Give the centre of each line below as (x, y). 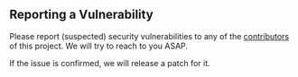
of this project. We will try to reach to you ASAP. (98, 46)
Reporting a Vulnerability (81, 15)
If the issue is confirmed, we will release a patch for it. (110, 63)
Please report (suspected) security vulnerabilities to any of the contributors (149, 36)
